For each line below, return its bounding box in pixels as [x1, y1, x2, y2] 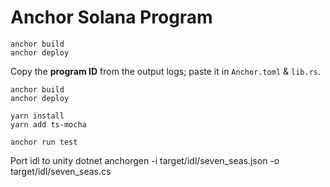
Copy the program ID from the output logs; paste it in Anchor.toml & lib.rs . [10, 65, 321, 77]
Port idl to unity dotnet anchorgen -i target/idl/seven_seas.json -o [10, 154, 280, 166]
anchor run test [10, 137, 78, 147]
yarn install [10, 111, 65, 121]
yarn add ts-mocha [10, 119, 87, 130]
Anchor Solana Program [10, 6, 213, 29]
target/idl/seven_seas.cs [10, 165, 112, 177]
